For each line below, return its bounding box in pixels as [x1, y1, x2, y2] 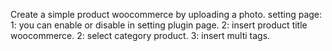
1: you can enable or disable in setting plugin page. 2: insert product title [10, 19, 308, 31]
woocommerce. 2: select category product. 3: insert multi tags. [10, 30, 271, 41]
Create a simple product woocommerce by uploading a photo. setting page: [10, 9, 323, 20]
